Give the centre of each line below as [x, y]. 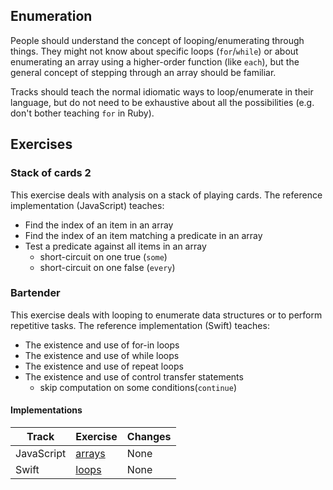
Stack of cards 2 [51, 173]
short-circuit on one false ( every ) [107, 267]
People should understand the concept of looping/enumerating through [157, 40]
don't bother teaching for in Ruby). [82, 113]
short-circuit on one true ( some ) [103, 256]
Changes [149, 436]
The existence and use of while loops [102, 355]
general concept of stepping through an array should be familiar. [143, 72]
